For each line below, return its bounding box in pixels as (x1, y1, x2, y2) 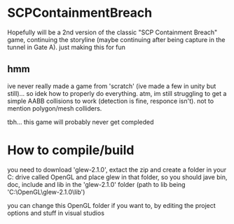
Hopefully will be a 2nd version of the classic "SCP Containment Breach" (7, 28, 218, 36)
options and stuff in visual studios (7, 209, 105, 217)
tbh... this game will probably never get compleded (7, 118, 154, 126)
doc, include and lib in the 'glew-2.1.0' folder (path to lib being (7, 180, 186, 188)
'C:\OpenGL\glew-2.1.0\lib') (7, 188, 85, 196)
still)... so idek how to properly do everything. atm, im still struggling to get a (7, 89, 227, 97)
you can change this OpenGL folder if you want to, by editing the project (7, 201, 216, 209)
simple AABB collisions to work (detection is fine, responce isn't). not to (7, 97, 214, 105)
